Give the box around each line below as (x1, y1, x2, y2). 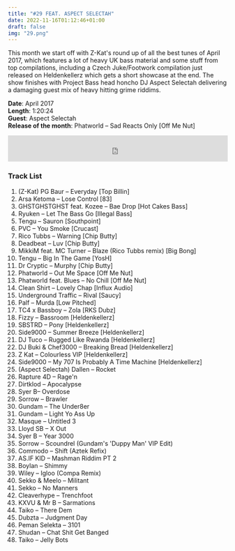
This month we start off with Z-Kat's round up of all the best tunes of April (8, 49, 220, 57)
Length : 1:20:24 (8, 107, 54, 115)
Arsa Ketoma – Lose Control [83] (17, 195, 112, 203)
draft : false (8, 23, 46, 30)
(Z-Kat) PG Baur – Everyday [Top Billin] (17, 187, 130, 195)
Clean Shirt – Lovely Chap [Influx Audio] (17, 283, 133, 292)
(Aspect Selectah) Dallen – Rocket (17, 365, 116, 373)
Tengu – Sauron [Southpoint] (17, 217, 101, 225)
